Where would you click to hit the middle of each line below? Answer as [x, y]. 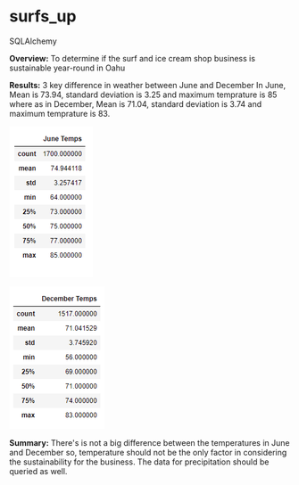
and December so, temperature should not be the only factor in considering [148, 452]
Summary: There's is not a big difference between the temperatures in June [149, 442]
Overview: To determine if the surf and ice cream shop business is [133, 58]
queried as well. [38, 471]
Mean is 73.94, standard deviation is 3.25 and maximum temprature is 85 [143, 95]
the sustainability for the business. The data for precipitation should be [139, 462]
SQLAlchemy [33, 41]
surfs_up [43, 16]
